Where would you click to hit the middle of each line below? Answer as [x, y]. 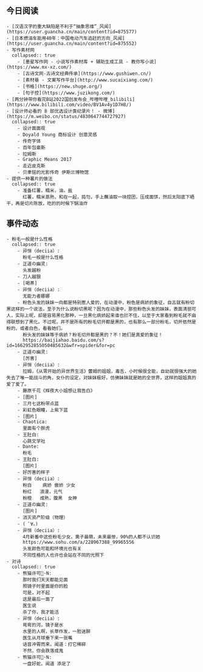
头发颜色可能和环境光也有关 [52, 549]
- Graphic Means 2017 [44, 159]
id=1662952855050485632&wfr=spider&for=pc [61, 345]
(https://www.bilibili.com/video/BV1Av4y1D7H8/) [69, 105]
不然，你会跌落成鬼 [43, 651]
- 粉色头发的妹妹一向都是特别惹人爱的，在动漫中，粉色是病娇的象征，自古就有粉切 [106, 303]
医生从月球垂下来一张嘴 [47, 638]
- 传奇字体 [29, 141]
